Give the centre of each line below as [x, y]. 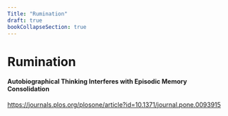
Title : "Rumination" [38, 14]
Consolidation [28, 89]
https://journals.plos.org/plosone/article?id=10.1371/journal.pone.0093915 [114, 104]
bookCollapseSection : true [47, 27]
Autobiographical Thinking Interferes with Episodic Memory [97, 82]
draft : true [25, 20]
